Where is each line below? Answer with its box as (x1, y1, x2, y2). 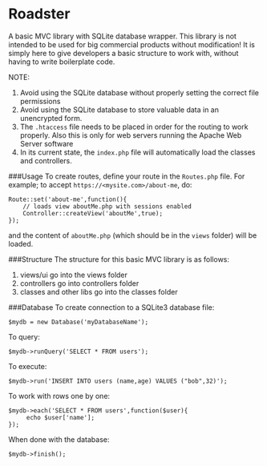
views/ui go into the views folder (19, 270, 128, 279)
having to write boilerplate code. (8, 57, 115, 66)
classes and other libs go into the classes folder (19, 287, 178, 296)
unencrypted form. (19, 113, 83, 123)
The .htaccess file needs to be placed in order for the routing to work (19, 122, 249, 131)
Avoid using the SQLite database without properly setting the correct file (19, 87, 259, 97)
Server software (19, 139, 74, 148)
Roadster (8, 5, 71, 23)
